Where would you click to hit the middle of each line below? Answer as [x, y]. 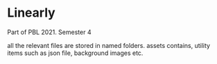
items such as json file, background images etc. [75, 53]
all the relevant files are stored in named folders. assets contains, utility [108, 45]
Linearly [31, 13]
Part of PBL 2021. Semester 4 [49, 32]
